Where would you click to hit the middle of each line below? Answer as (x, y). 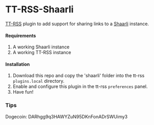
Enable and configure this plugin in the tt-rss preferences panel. (80, 86)
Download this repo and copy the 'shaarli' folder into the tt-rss (79, 76)
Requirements (21, 35)
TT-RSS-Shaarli (40, 10)
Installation (17, 64)
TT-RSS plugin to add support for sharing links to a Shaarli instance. (77, 24)
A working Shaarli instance (41, 47)
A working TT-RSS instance (42, 52)
